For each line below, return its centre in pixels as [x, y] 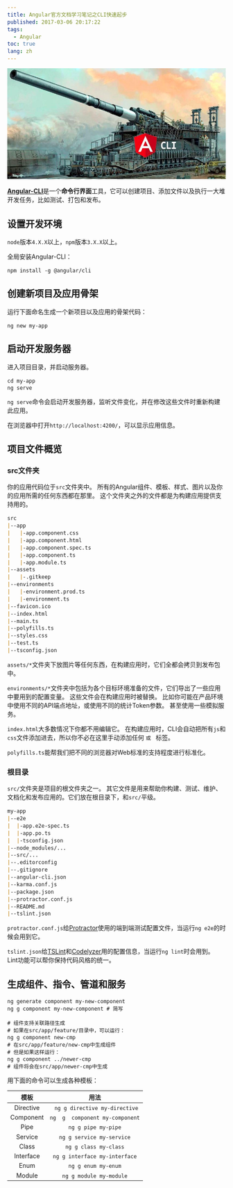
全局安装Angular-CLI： [40, 257]
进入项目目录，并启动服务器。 [50, 367]
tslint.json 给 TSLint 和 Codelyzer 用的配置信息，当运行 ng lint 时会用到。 [111, 952]
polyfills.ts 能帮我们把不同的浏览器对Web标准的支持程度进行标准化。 [108, 752]
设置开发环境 [35, 223]
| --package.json [31, 892]
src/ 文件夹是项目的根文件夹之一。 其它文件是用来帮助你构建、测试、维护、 [114, 788]
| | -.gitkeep [29, 577]
